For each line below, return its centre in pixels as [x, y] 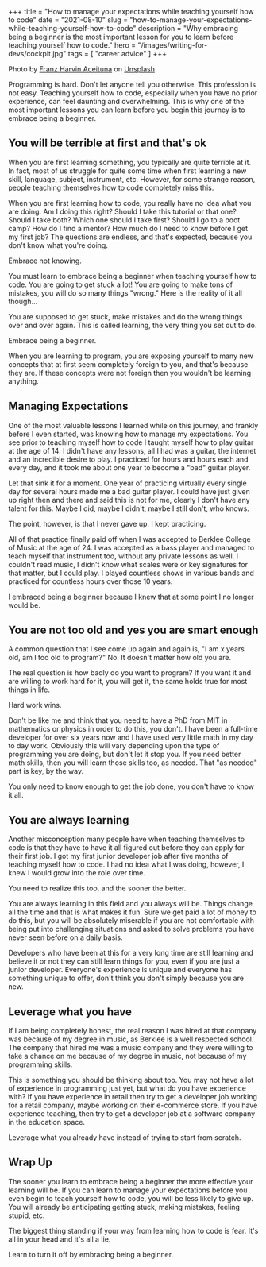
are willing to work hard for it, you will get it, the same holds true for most [128, 682]
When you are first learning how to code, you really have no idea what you [130, 203]
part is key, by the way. [46, 771]
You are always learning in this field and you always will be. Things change [130, 904]
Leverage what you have [70, 1012]
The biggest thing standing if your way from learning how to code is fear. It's [133, 1230]
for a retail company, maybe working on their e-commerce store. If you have [133, 1105]
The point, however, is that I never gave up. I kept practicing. [107, 523]
